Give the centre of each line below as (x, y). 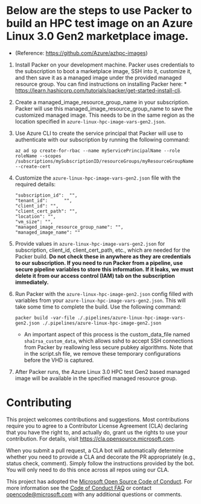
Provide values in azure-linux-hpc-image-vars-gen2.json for (90, 243)
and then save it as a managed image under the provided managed (98, 77)
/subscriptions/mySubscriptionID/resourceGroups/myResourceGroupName (104, 161)
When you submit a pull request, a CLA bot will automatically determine (95, 450)
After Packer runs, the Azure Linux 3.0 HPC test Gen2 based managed (102, 371)
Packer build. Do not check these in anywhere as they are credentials (103, 256)
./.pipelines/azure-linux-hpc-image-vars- (132, 318)
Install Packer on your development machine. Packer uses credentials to (105, 65)
